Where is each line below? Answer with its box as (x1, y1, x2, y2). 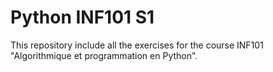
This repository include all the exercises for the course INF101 (10, 39, 264, 51)
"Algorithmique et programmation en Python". (10, 49, 198, 61)
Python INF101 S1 (10, 6, 155, 29)
